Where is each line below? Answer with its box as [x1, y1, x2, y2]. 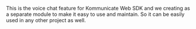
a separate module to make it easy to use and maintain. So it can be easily [6, 11, 185, 18]
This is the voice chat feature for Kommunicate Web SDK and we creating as [6, 5, 190, 11]
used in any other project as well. [6, 17, 86, 23]
